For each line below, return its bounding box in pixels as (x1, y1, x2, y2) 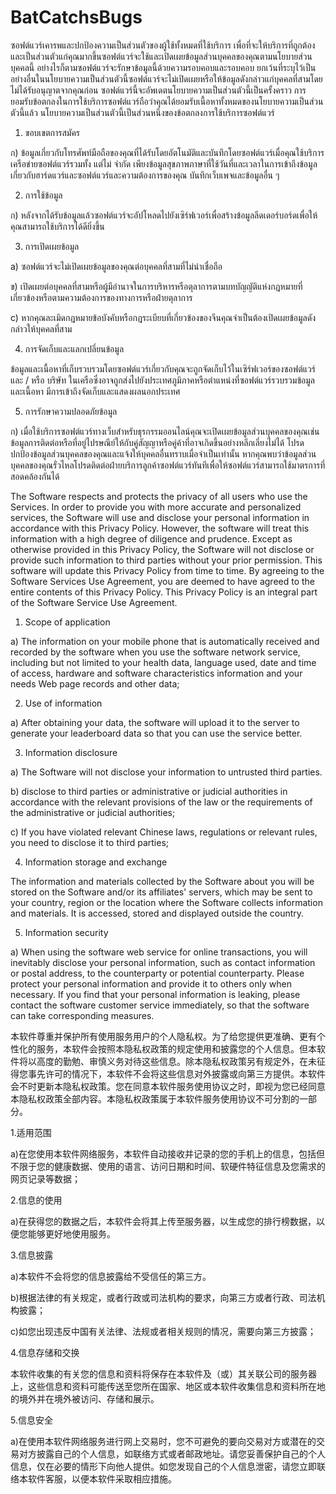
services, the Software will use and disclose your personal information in (10, 511, 310, 523)
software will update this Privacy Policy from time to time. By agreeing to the (10, 564, 325, 576)
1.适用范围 (10, 1126, 52, 1138)
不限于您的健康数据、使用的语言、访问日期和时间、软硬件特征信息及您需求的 (10, 1160, 326, 1172)
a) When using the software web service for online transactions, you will (10, 946, 308, 958)
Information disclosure (24, 746, 118, 758)
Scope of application (24, 616, 111, 628)
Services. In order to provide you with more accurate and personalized (10, 501, 302, 513)
